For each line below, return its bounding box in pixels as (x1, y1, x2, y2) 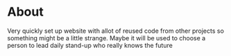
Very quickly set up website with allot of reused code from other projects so (7, 27, 224, 35)
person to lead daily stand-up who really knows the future (7, 41, 173, 49)
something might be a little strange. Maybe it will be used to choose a (7, 33, 206, 42)
